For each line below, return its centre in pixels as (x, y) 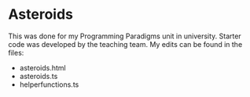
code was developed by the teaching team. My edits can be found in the (125, 44)
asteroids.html (42, 67)
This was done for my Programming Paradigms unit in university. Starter (125, 36)
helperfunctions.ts (49, 84)
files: (16, 52)
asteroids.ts (39, 76)
